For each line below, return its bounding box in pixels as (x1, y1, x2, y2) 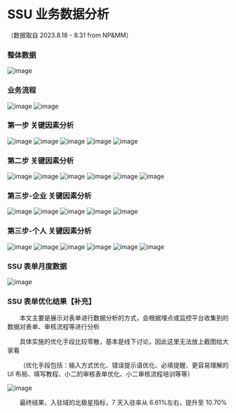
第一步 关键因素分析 (7, 121, 74, 130)
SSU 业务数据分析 (7, 6, 110, 22)
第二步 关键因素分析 (7, 156, 74, 165)
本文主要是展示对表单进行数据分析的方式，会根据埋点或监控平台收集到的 (20, 313, 229, 323)
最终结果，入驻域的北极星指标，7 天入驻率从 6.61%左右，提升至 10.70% (20, 398, 228, 407)
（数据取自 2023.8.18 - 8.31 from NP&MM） (7, 31, 133, 39)
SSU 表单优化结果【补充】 (7, 296, 96, 306)
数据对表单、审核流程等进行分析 (7, 323, 100, 331)
